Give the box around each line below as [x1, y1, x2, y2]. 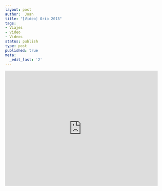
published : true [5, 48, 38, 53]
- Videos [5, 35, 23, 40]
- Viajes [5, 25, 23, 30]
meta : [5, 52, 16, 58]
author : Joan [5, 12, 34, 17]
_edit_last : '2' [9, 57, 42, 62]
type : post [5, 43, 27, 48]
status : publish [5, 39, 38, 44]
